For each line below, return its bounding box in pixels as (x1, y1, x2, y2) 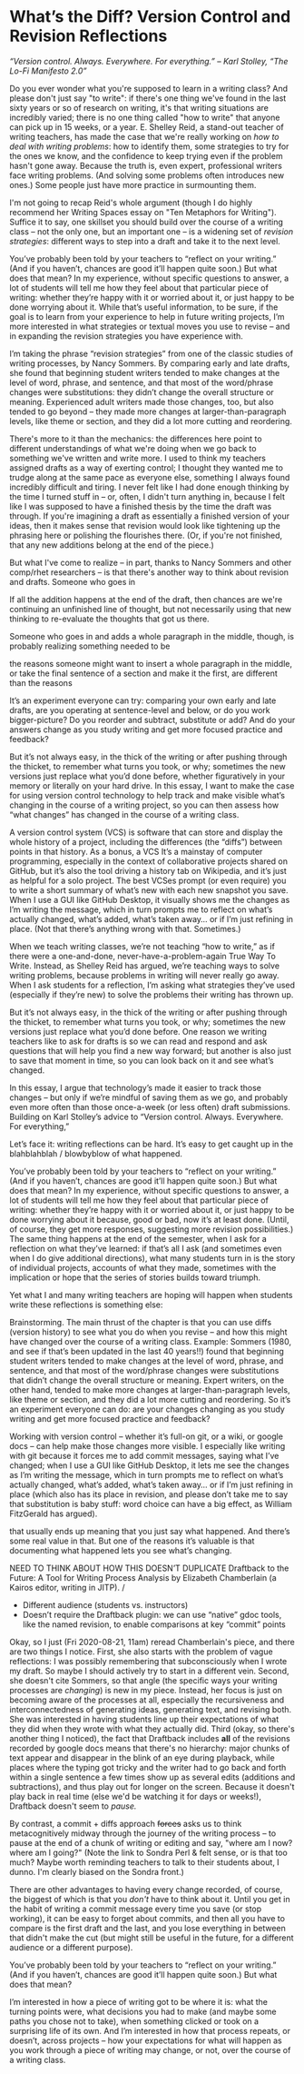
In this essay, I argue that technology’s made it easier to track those (9, 1082, 261, 1093)
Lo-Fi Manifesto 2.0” (9, 65, 88, 76)
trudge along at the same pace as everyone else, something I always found (9, 471, 290, 482)
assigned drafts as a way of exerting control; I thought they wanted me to (9, 461, 284, 473)
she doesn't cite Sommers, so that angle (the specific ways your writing (9, 1674, 279, 1686)
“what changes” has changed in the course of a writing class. (9, 809, 240, 819)
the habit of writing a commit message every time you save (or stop (9, 1903, 262, 1914)
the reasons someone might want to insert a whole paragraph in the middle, (9, 658, 293, 669)
